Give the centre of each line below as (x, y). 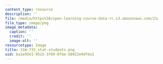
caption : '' (22, 32)
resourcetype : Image (26, 45)
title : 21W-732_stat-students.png (40, 50)
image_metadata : (21, 27)
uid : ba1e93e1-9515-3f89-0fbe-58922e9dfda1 (50, 54)
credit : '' (20, 37)
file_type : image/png (27, 23)
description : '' (21, 14)
